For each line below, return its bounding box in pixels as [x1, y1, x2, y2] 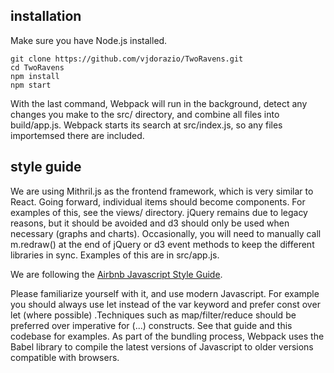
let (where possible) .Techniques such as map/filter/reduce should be [10, 309, 297, 321]
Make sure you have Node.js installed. [10, 34, 168, 46]
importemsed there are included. [10, 129, 145, 141]
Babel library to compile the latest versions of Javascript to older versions [10, 340, 314, 353]
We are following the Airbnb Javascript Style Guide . [10, 268, 223, 280]
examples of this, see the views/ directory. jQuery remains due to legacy [10, 206, 308, 218]
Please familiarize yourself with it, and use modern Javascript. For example [10, 287, 320, 299]
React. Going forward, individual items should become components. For [10, 195, 306, 208]
